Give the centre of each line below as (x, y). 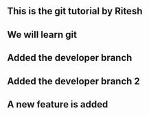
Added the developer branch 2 (74, 81)
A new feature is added (58, 104)
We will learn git (42, 35)
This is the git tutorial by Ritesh (75, 11)
